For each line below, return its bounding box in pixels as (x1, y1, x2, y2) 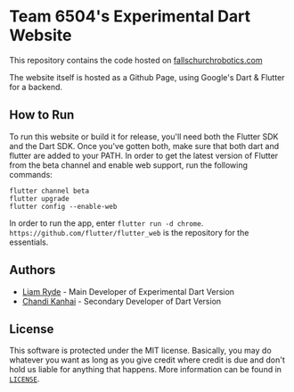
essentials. (9, 237, 49, 247)
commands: (9, 169, 53, 179)
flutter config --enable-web (9, 202, 118, 211)
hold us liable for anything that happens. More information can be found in (9, 364, 282, 375)
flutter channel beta (9, 186, 90, 196)
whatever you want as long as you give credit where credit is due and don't (9, 354, 285, 365)
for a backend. (9, 81, 63, 92)
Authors (9, 263, 56, 278)
